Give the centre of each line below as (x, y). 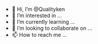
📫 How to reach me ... (39, 35)
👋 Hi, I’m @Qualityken (38, 9)
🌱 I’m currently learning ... (43, 22)
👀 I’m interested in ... (37, 15)
